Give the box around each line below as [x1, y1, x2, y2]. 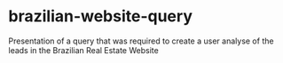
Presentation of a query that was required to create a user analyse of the [8, 35, 274, 46]
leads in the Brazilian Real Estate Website [8, 44, 159, 55]
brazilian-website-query [8, 6, 193, 27]
